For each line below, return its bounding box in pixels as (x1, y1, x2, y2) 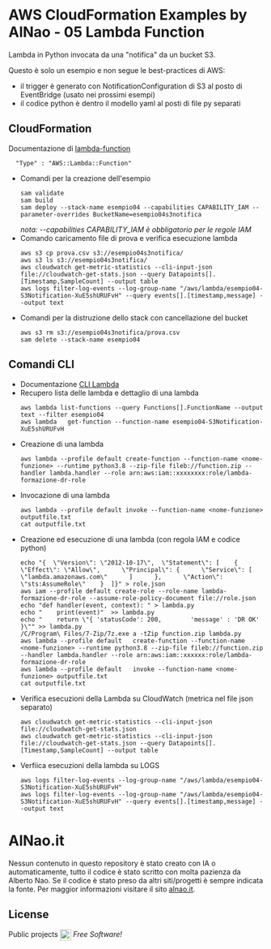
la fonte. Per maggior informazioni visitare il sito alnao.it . (8, 884, 196, 894)
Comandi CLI (8, 358, 75, 371)
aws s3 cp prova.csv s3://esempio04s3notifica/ (19, 249, 184, 257)
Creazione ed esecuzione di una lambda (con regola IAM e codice (19, 534, 240, 544)
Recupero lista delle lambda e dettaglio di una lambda (19, 388, 200, 397)
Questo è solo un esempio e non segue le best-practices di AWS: (8, 65, 226, 75)
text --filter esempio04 (19, 410, 104, 419)
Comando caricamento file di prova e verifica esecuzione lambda (19, 233, 238, 243)
